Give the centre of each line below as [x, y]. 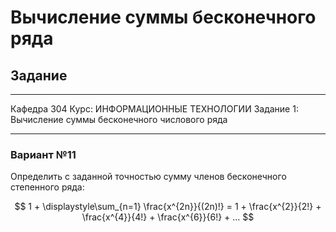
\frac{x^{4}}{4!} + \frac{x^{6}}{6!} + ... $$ [168, 217]
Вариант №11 [43, 154]
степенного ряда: [47, 187]
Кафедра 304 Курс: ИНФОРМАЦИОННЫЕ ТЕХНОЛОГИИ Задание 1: [154, 109]
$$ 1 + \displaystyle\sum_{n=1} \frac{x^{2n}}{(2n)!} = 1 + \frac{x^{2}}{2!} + [168, 207]
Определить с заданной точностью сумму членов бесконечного [148, 177]
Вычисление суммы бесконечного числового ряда [119, 119]
